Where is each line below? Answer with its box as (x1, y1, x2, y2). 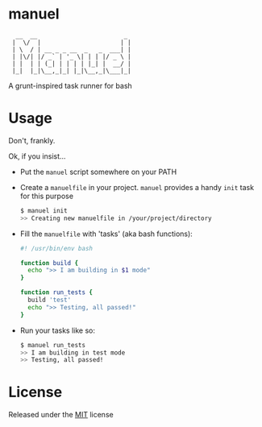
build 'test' (27, 296, 72, 304)
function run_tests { (19, 288, 94, 296)
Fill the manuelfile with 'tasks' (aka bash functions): (19, 229, 193, 238)
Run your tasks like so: (19, 325, 95, 335)
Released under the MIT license (8, 410, 114, 420)
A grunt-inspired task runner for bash (8, 81, 133, 90)
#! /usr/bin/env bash (19, 244, 93, 252)
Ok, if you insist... (8, 151, 66, 161)
